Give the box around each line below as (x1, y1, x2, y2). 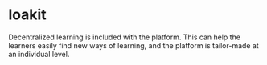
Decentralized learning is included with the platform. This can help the (8, 32, 241, 42)
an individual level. (8, 49, 70, 59)
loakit (8, 6, 47, 24)
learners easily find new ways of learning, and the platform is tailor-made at (8, 40, 259, 50)
